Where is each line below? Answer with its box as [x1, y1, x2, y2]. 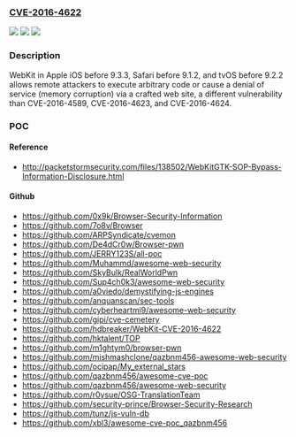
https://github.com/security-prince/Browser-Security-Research [21, 398, 253, 409]
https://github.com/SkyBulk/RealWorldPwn [21, 267, 178, 278]
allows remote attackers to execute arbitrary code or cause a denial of [9, 79, 265, 89]
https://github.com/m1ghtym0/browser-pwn [21, 342, 182, 353]
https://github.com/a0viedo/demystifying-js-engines [21, 286, 215, 296]
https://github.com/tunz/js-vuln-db [21, 408, 150, 418]
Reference [9, 142, 49, 152]
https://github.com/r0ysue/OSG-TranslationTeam [21, 389, 201, 400]
